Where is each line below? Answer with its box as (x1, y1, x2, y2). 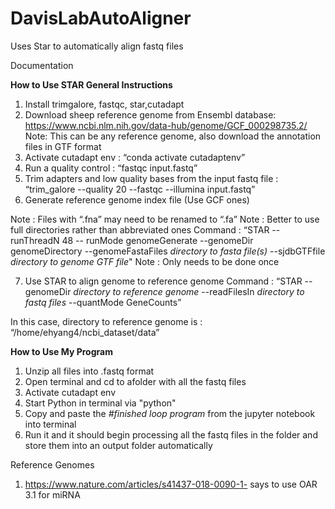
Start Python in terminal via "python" (24, 397, 177, 409)
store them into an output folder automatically (24, 439, 213, 451)
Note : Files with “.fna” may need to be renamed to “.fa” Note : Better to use (10, 213, 320, 225)
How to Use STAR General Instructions (10, 78, 173, 91)
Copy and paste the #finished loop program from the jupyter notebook (24, 407, 316, 419)
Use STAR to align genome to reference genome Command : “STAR (24, 275, 303, 287)
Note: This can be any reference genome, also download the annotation (24, 130, 322, 142)
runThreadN (10, 234, 60, 246)
